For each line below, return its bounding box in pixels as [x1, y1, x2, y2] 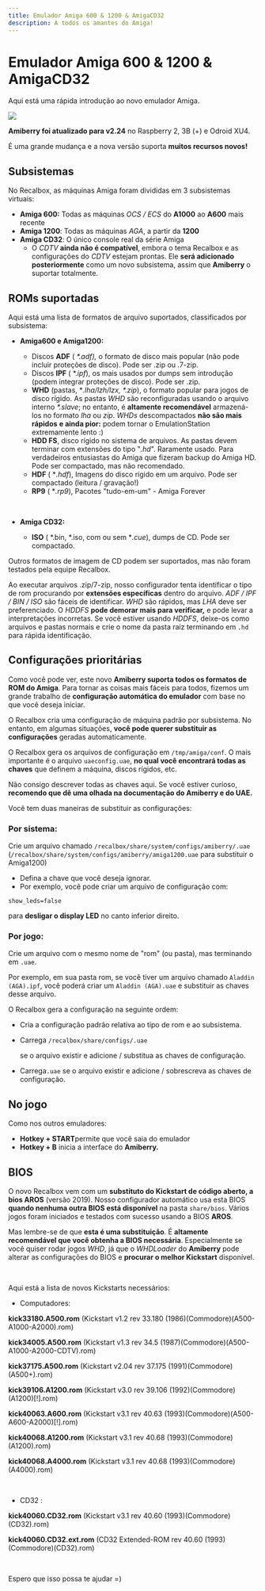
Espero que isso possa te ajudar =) [8, 1574, 122, 1584]
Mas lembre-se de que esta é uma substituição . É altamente [8, 1227, 209, 1237]
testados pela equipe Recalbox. [8, 564, 111, 575]
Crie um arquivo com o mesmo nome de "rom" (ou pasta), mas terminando [8, 949, 252, 958]
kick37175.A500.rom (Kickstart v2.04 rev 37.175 [8, 1361, 167, 1371]
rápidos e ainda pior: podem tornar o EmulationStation [31, 419, 211, 429]
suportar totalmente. [31, 269, 99, 278]
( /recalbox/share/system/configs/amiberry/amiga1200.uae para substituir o [8, 850, 254, 859]
